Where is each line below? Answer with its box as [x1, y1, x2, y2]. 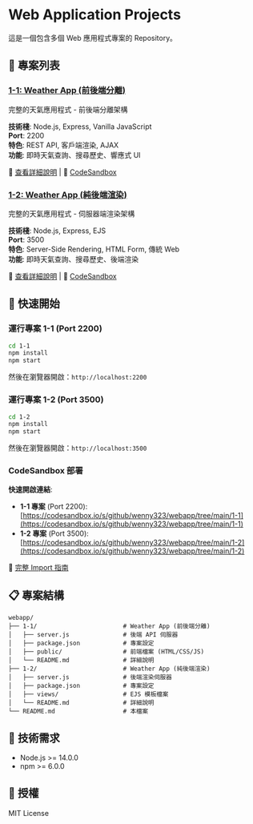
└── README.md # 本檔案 [8, 707, 149, 716]
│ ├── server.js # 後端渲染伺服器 [8, 673, 172, 681]
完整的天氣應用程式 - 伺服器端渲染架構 [8, 208, 135, 218]
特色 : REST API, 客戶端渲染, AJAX [8, 140, 119, 150]
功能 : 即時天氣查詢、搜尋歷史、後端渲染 [8, 254, 139, 263]
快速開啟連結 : [8, 484, 54, 494]
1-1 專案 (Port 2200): [19, 502, 88, 512]
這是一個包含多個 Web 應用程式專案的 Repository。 [8, 33, 178, 42]
